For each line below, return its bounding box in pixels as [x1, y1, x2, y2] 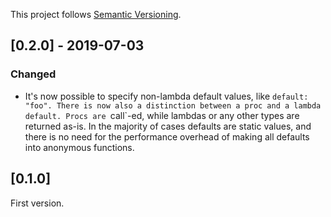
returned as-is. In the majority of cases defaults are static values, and [24, 120, 312, 132]
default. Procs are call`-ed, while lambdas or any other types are [24, 109, 300, 121]
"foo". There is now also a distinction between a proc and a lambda [24, 100, 322, 111]
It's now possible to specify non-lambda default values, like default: [24, 90, 309, 102]
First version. [10, 197, 65, 209]
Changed [10, 67, 57, 81]
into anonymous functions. [24, 141, 135, 153]
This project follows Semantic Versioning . [10, 9, 182, 20]
